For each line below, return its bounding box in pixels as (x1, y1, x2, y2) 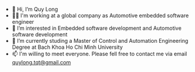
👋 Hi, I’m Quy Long (11, 6, 58, 12)
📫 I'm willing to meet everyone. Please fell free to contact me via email (11, 51, 187, 57)
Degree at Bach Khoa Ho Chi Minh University (11, 43, 123, 51)
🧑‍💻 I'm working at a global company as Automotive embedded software (11, 12, 189, 19)
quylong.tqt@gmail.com (11, 59, 71, 65)
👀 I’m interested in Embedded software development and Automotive (11, 24, 182, 32)
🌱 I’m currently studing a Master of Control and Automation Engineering (11, 37, 188, 44)
